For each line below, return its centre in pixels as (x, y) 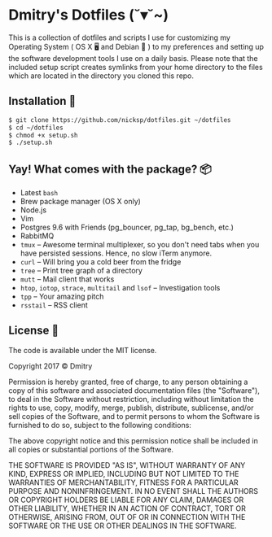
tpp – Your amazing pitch (62, 297)
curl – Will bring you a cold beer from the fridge (101, 262)
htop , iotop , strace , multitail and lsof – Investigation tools (120, 288)
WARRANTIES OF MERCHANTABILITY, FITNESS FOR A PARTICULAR (123, 482)
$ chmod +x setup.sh (44, 135)
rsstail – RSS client (54, 305)
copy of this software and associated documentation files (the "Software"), (134, 390)
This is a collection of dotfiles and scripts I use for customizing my (119, 37)
